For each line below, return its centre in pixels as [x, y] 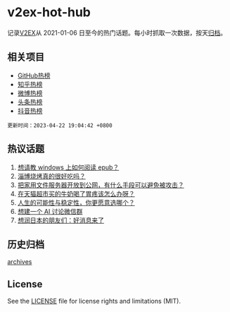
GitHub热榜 [34, 76]
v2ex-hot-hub [49, 12]
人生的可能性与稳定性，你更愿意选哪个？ [76, 203]
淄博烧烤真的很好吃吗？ [51, 176]
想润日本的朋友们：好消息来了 [60, 220]
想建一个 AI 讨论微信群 [50, 211]
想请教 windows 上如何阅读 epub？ [68, 167]
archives [20, 262]
